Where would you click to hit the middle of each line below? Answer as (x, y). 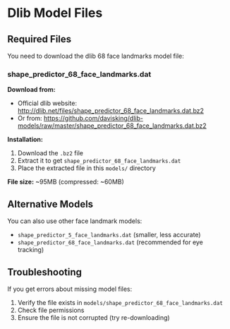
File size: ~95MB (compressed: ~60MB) (66, 182)
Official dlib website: (47, 103)
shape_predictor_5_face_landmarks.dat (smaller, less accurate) (109, 235)
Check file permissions (51, 310)
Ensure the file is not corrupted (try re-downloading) (94, 317)
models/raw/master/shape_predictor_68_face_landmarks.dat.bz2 (112, 126)
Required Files (40, 39)
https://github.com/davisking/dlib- (93, 119)
